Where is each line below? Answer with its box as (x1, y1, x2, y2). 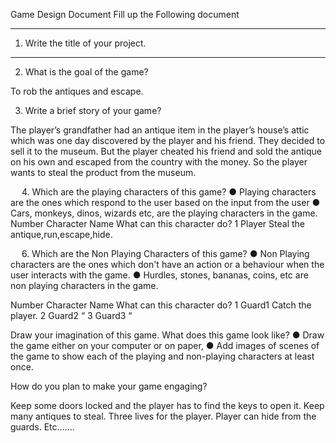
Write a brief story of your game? (24, 105, 162, 116)
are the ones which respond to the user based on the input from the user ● (10, 197, 321, 208)
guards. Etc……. (10, 421, 75, 433)
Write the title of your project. (24, 37, 147, 49)
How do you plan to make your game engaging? (10, 380, 208, 392)
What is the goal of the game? (24, 66, 149, 78)
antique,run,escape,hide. (10, 229, 113, 240)
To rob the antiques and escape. (10, 85, 144, 97)
